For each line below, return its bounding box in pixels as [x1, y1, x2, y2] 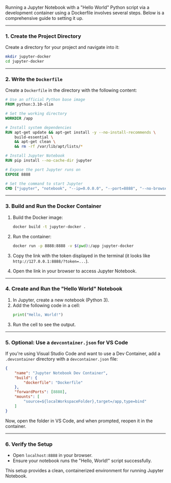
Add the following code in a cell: [12, 302, 80, 308]
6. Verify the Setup [5, 441, 53, 448]
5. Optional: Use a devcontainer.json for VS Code [5, 339, 128, 346]
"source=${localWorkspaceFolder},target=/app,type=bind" [23, 399, 147, 404]
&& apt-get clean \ [14, 139, 56, 144]
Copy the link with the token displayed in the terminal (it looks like [12, 252, 150, 259]
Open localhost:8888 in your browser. [12, 452, 93, 459]
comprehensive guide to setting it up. [5, 15, 84, 21]
